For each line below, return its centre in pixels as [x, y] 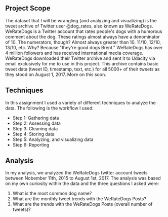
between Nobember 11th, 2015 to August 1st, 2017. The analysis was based [83, 178]
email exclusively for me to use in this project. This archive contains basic [82, 63]
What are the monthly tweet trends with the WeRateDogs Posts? [79, 199]
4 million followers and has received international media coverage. [74, 53]
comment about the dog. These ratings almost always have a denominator [83, 37]
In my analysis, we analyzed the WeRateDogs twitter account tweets [76, 173]
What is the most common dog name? [52, 193]
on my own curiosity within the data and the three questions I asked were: [82, 184]
